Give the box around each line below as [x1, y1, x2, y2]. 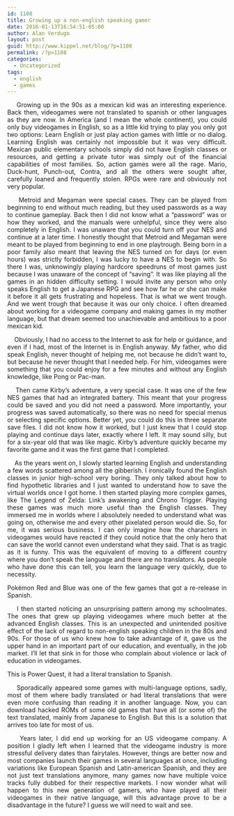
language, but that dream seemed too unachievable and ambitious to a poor [7, 315, 227, 323]
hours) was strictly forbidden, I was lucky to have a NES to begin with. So [7, 255, 227, 264]
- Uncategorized [13, 62, 61, 69]
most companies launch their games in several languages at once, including [7, 757, 227, 765]
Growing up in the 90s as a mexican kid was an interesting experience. [16, 101, 227, 109]
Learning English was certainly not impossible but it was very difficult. [7, 138, 227, 147]
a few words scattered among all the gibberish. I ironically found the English [7, 466, 227, 475]
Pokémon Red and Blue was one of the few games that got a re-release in [7, 584, 227, 592]
